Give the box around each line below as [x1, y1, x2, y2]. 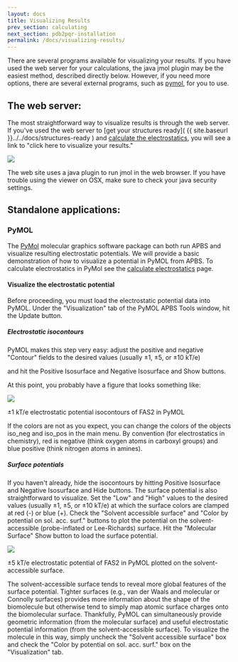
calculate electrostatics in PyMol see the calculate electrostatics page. [7, 264, 214, 272]
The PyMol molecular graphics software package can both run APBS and [7, 241, 222, 250]
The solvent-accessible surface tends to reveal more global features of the [7, 580, 227, 588]
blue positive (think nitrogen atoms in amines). [7, 444, 144, 452]
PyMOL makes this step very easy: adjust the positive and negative [7, 346, 204, 354]
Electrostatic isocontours [7, 328, 84, 336]
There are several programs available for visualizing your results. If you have [7, 56, 231, 65]
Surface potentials [7, 460, 64, 469]
